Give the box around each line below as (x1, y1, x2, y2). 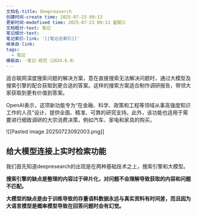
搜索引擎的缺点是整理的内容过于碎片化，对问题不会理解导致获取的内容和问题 (6, 175, 191, 182)
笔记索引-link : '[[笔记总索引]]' (6, 36, 80, 42)
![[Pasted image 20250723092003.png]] (6, 128, 104, 135)
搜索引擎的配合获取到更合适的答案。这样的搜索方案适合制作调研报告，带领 (6, 81, 186, 88)
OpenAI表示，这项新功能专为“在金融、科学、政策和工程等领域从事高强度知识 (6, 101, 191, 108)
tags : (6, 47, 19, 53)
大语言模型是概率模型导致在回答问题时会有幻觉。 (6, 203, 124, 210)
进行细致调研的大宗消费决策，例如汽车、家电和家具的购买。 (11, 116, 155, 123)
